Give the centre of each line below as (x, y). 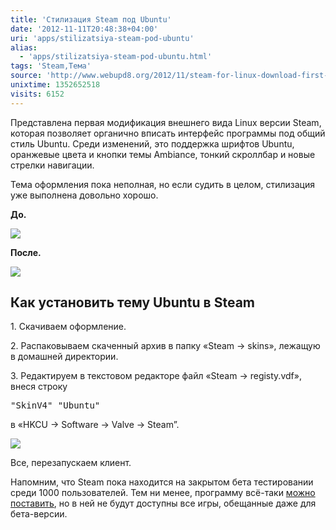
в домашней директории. (64, 357)
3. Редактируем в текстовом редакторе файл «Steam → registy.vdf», (156, 376)
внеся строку (39, 387)
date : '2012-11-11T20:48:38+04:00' (84, 29)
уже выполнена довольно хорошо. (84, 195)
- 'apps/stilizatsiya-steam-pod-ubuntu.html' (116, 57)
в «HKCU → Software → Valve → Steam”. (95, 425)
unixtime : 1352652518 (55, 85)
